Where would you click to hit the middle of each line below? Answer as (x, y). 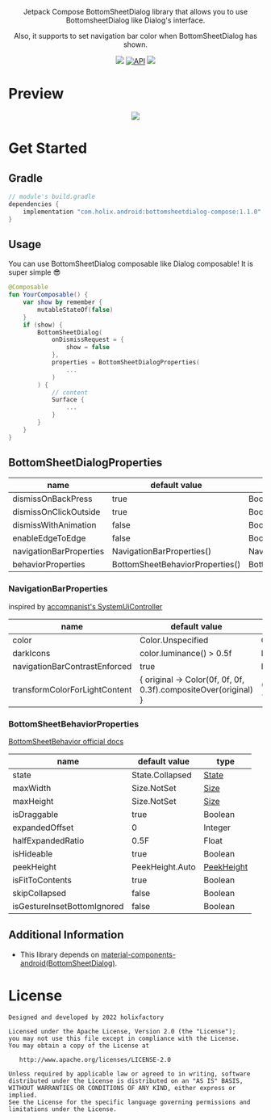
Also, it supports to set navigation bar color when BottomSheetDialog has (135, 36)
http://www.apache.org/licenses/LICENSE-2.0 (95, 1059)
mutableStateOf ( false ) (75, 309)
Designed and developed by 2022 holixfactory (86, 1017)
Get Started (48, 148)
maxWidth (32, 789)
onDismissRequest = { (88, 340)
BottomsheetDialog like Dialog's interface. (135, 20)
